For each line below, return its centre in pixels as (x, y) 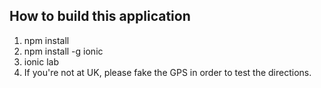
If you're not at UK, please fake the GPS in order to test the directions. (167, 72)
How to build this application (100, 16)
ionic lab (41, 61)
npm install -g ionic (63, 51)
